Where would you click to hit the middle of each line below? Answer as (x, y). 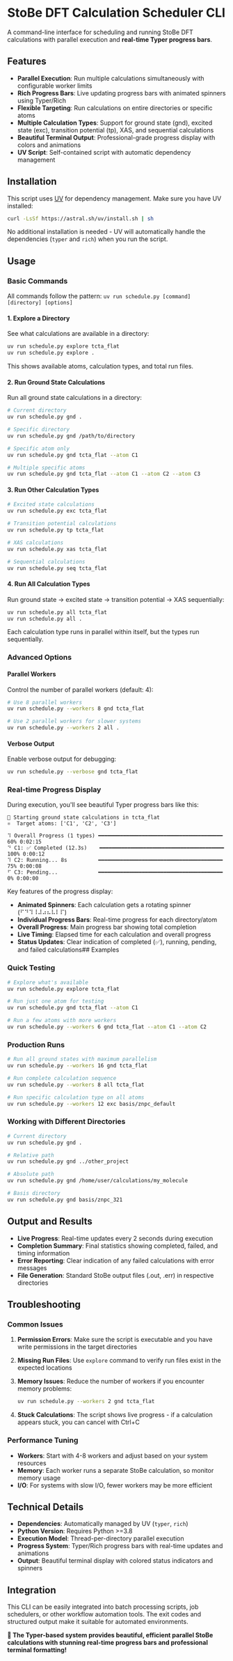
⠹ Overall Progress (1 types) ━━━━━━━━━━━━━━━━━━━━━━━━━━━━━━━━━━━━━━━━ (115, 836)
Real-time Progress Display (54, 790)
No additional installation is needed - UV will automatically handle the (106, 232)
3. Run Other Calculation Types (53, 490)
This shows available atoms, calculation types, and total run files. (100, 366)
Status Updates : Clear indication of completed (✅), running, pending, (117, 942)
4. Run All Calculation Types (49, 584)
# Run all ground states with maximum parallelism (82, 1059)
